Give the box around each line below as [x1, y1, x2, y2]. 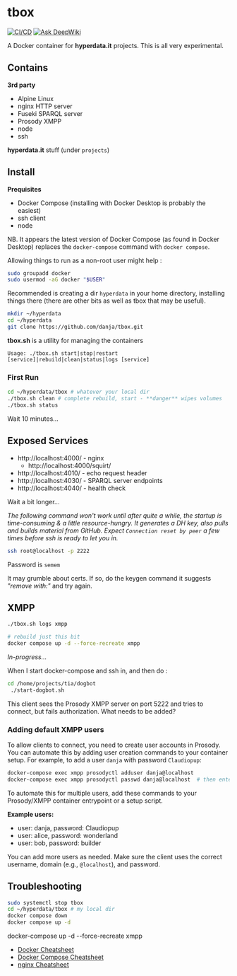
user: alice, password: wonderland [17, 831, 119, 840]
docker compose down [7, 912, 68, 919]
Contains [7, 62, 48, 74]
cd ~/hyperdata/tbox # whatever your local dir [7, 388, 150, 396]
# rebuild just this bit [7, 634, 80, 641]
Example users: [7, 810, 54, 818]
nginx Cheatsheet [17, 960, 69, 969]
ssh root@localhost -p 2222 [7, 547, 90, 554]
